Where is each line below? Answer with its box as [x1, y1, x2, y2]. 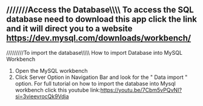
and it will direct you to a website [6, 23, 133, 34]
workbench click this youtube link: [15, 86, 101, 93]
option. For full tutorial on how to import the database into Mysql [15, 79, 176, 87]
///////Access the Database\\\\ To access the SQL [6, 5, 194, 15]
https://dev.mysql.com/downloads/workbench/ [6, 33, 191, 43]
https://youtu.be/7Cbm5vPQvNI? [100, 86, 182, 93]
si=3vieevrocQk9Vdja [15, 93, 69, 100]
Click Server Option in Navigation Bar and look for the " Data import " [15, 73, 188, 81]
